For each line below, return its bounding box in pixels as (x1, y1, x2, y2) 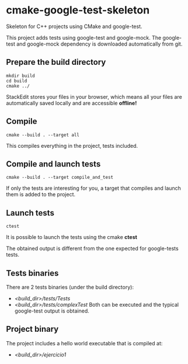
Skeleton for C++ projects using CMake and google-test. (6, 23, 142, 30)
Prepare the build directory (6, 57, 106, 67)
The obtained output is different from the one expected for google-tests (6, 245, 179, 252)
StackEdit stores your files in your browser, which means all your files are (6, 93, 182, 100)
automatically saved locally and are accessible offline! (6, 99, 137, 106)
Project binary (6, 324, 59, 334)
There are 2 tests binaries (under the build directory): (6, 284, 134, 290)
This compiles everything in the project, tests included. (6, 142, 138, 149)
